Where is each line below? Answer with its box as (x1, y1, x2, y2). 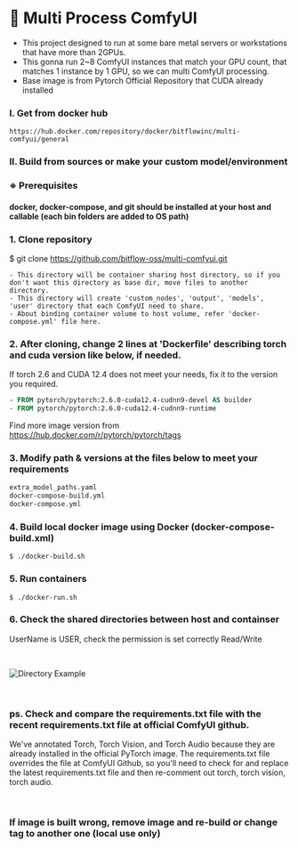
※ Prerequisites (9, 180, 78, 192)
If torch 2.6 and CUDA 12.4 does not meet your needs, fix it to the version (9, 369, 278, 380)
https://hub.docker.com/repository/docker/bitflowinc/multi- (9, 127, 241, 136)
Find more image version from (9, 420, 120, 431)
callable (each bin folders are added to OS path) (9, 211, 189, 222)
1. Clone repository (9, 233, 93, 246)
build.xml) (9, 531, 55, 544)
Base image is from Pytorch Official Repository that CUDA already (21, 75, 264, 85)
